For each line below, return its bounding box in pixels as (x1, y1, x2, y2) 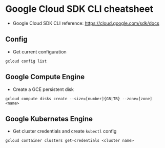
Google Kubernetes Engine (5, 114, 93, 123)
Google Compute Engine (5, 72, 85, 81)
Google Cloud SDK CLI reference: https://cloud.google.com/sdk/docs (12, 20, 160, 26)
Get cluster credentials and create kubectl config (12, 128, 117, 134)
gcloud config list (5, 59, 47, 64)
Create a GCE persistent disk (12, 86, 74, 92)
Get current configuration (12, 48, 67, 54)
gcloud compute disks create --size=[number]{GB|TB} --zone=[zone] (5, 96, 153, 101)
